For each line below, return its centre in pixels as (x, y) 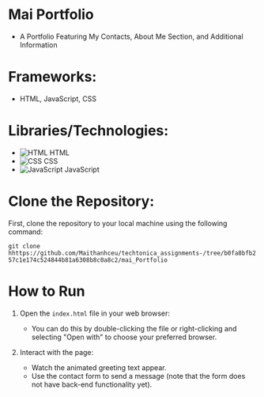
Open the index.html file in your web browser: (95, 313)
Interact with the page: (57, 352)
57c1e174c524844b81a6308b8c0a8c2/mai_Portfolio (88, 260)
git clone (25, 246)
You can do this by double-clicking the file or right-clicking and (134, 328)
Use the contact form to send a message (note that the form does (138, 376)
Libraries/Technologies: (89, 131)
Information (38, 44)
